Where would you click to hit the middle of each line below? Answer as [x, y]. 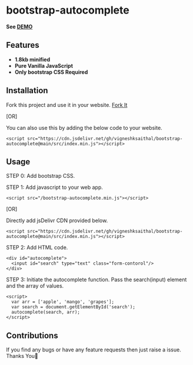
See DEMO [19, 27]
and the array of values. [35, 286]
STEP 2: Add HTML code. [37, 247]
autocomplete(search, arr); [46, 312]
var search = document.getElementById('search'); [73, 307]
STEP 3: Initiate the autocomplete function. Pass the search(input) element [96, 280]
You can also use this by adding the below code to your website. [84, 128]
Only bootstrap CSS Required [51, 72]
